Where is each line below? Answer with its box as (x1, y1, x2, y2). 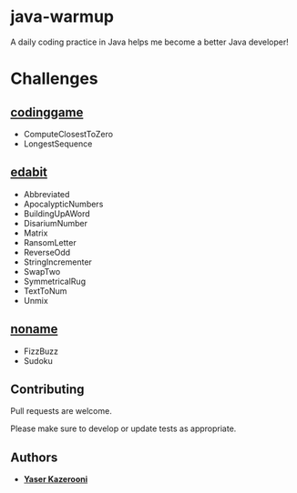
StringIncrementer (23, 257, 92, 267)
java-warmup (10, 6, 115, 27)
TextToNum (23, 285, 67, 297)
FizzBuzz (23, 346, 58, 357)
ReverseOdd (23, 246, 71, 257)
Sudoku (23, 355, 53, 366)
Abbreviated (23, 188, 70, 199)
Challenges (10, 68, 98, 89)
